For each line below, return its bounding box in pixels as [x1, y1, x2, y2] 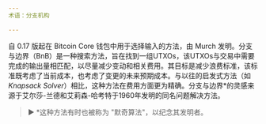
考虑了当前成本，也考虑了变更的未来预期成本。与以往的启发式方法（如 [21, 70, 251, 80]
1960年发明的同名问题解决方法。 [118, 90, 225, 100]
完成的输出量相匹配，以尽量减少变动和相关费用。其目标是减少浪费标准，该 [8, 61, 251, 70]
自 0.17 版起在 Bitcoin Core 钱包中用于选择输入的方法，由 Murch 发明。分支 [8, 41, 253, 51]
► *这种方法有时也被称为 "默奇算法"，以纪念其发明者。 [27, 107, 208, 117]
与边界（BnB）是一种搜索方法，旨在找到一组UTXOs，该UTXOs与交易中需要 [8, 51, 255, 60]
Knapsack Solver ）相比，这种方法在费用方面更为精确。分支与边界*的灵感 [8, 81, 248, 90]
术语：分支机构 [8, 11, 50, 20]
